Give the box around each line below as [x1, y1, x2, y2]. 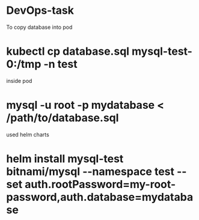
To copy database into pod [6, 23, 73, 31]
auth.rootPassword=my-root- [25, 178, 176, 191]
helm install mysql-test [6, 152, 124, 165]
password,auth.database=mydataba [6, 191, 194, 204]
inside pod [6, 77, 32, 84]
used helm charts [6, 130, 49, 138]
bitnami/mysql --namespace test [6, 165, 175, 178]
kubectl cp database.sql [6, 44, 130, 58]
